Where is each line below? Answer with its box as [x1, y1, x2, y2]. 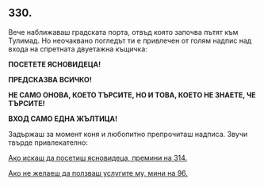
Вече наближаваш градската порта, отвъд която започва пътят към [8, 27, 239, 36]
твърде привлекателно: [8, 138, 89, 147]
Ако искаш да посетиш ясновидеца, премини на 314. [8, 153, 188, 162]
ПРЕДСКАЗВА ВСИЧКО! [8, 74, 93, 84]
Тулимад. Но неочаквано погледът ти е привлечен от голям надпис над [8, 36, 252, 45]
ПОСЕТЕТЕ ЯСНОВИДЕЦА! [8, 59, 101, 69]
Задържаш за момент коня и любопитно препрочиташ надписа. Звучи [8, 129, 248, 139]
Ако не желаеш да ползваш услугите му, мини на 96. [8, 168, 189, 177]
